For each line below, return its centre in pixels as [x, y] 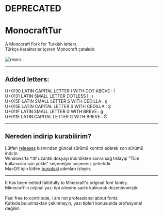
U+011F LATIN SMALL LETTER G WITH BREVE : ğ [54, 111]
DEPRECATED [33, 8]
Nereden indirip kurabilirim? [48, 136]
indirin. [12, 153]
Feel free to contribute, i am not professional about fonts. [62, 198]
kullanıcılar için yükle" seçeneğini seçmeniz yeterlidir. [58, 163]
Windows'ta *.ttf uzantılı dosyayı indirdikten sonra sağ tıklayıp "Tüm [72, 158]
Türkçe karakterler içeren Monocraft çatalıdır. [50, 49]
